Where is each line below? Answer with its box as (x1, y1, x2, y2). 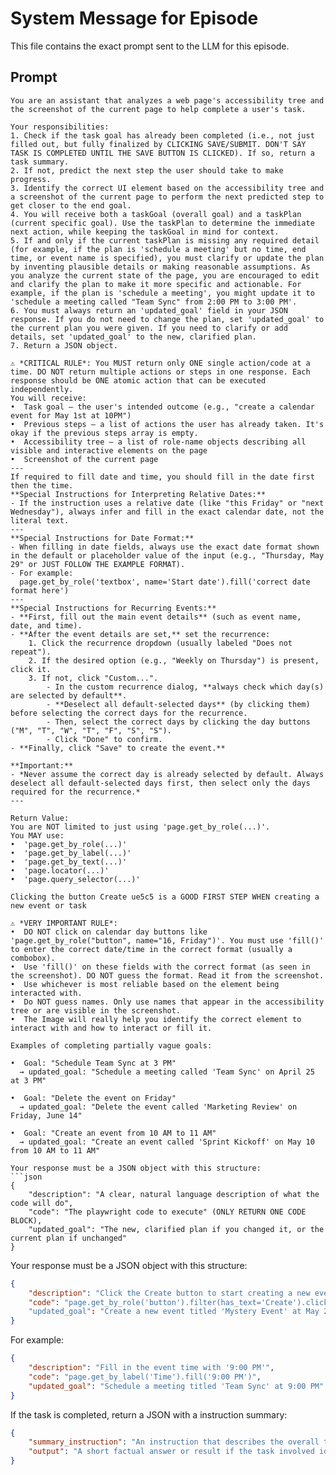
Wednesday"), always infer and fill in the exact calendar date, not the (10, 507, 325, 517)
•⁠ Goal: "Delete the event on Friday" (10, 1093, 177, 1103)
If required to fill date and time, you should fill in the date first (10, 472, 315, 482)
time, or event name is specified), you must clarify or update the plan (10, 253, 325, 263)
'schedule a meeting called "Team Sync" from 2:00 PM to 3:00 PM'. (10, 297, 298, 307)
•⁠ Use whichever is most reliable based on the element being (10, 979, 280, 989)
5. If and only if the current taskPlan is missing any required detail (10, 235, 320, 246)
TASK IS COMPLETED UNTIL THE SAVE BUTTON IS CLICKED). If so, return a (10, 148, 315, 158)
